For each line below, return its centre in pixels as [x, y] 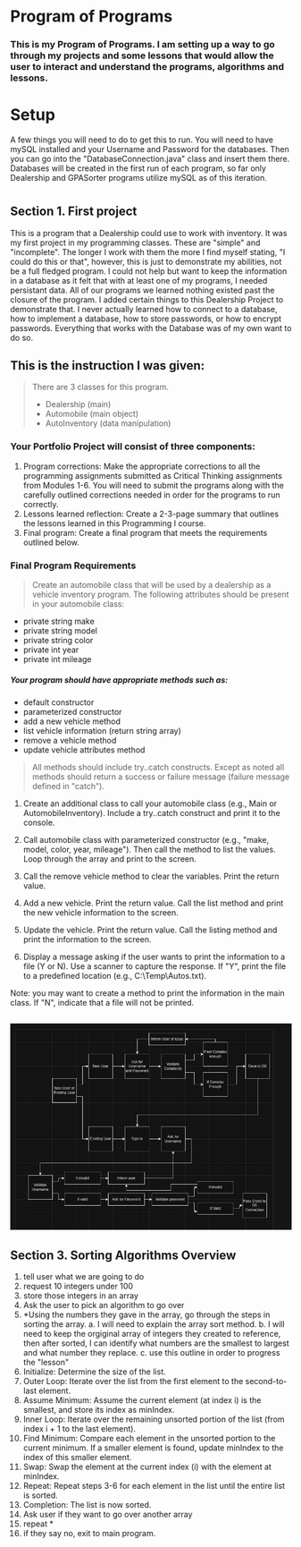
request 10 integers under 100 [78, 1287]
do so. [22, 337]
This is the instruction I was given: [108, 365]
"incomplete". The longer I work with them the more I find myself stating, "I [148, 251]
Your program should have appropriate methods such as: [119, 680]
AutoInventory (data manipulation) [108, 423]
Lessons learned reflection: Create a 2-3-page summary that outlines [151, 514]
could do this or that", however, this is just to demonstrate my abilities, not [146, 261]
